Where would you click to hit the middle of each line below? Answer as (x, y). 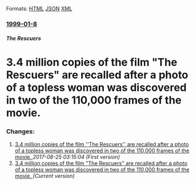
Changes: (20, 131)
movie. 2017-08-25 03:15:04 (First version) (67, 157)
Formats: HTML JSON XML (39, 9)
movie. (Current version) (45, 176)
